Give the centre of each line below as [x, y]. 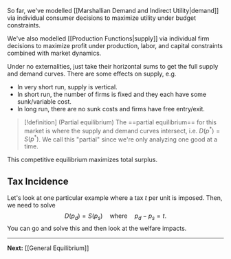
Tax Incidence [38, 181]
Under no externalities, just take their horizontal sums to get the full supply [113, 66]
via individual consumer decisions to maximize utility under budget [101, 18]
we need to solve [32, 205]
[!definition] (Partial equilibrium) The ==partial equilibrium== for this [120, 122]
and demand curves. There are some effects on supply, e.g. [92, 74]
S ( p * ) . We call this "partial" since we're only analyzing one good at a [121, 139]
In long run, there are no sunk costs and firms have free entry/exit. [111, 109]
